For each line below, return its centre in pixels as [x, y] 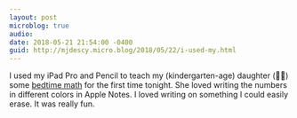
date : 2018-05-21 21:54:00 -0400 [71, 42]
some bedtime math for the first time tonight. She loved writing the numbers [148, 85]
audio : [21, 34]
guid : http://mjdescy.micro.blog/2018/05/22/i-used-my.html [123, 51]
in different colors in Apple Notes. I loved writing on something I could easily [149, 95]
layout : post [33, 17]
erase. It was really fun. [52, 104]
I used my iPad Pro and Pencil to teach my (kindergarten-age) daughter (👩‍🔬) [149, 75]
